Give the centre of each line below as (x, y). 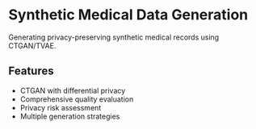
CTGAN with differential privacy (73, 90)
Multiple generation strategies (70, 116)
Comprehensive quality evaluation (77, 99)
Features (31, 71)
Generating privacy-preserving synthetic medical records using (114, 37)
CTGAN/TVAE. (32, 45)
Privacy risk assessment (61, 107)
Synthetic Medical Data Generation (128, 15)
